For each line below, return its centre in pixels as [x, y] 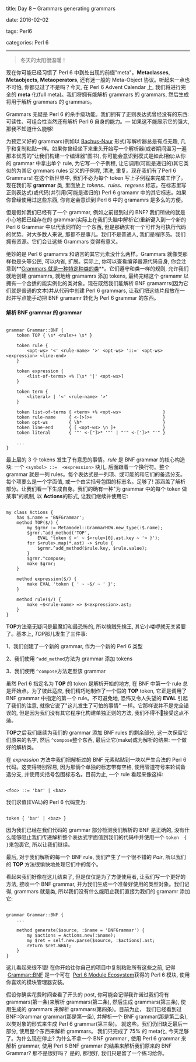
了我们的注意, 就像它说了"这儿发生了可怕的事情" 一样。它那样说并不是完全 [95, 705]
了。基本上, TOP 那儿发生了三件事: [47, 634]
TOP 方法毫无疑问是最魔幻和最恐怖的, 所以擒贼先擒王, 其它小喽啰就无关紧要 [96, 626]
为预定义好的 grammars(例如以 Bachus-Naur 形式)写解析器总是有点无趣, [93, 141]
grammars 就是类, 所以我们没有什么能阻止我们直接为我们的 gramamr [96, 892]
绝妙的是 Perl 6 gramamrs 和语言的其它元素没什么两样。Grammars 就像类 [94, 254]
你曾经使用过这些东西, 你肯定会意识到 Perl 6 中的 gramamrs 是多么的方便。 [96, 200]
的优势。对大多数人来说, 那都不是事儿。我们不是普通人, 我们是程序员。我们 [96, 234]
